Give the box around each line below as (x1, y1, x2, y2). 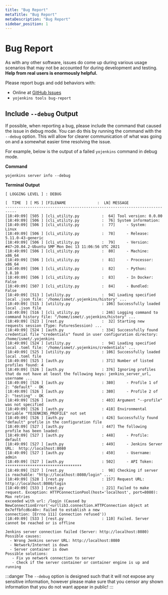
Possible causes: (5, 534, 42, 539)
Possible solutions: (5, 551, 49, 556)
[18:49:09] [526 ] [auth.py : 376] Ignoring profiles (5, 367, 156, 372)
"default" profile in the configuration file (5, 420, 102, 425)
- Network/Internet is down (10, 542, 69, 547)
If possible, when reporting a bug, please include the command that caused (5, 123, 161, 128)
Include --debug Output (5, 109, 78, 118)
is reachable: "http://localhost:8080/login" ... (5, 472, 111, 477)
